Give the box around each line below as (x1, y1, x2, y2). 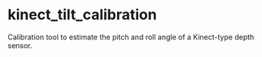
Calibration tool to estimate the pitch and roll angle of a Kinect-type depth (7, 32, 255, 42)
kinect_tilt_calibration (7, 6, 157, 24)
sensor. (7, 40, 33, 50)
